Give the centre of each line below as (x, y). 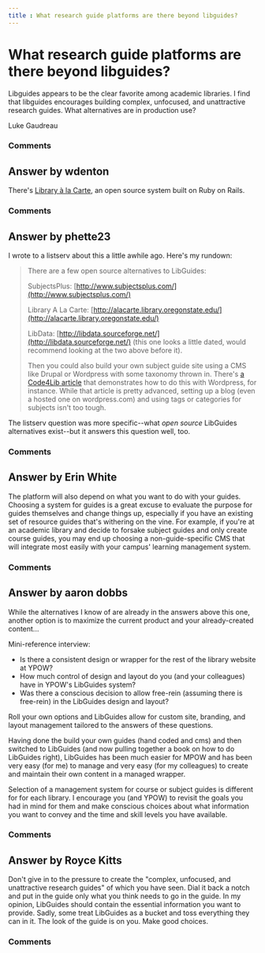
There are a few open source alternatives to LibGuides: (117, 271)
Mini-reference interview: (49, 644)
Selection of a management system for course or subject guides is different (131, 789)
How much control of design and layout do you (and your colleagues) (132, 676)
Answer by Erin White (63, 478)
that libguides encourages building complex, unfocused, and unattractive (127, 102)
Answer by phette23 (60, 237)
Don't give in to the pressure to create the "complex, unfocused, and (119, 880)
